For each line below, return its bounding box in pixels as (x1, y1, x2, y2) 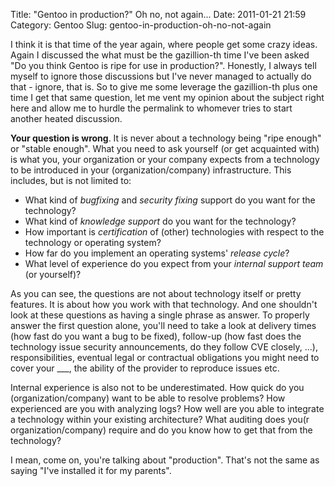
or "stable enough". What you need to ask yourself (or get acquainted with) (10, 143, 320, 154)
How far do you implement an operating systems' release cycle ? (24, 247, 290, 259)
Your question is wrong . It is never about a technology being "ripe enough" (10, 132, 322, 144)
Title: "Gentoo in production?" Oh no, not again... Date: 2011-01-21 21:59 (10, 9, 307, 20)
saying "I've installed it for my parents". (10, 465, 172, 476)
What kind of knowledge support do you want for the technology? (24, 215, 297, 227)
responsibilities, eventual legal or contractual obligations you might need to (10, 352, 320, 363)
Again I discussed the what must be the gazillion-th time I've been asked (10, 49, 310, 61)
